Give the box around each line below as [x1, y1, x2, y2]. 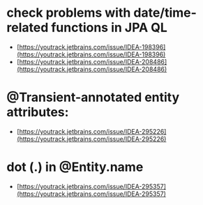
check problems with [6, 5, 131, 21]
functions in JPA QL [51, 20, 168, 36]
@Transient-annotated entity [6, 89, 180, 105]
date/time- [133, 5, 197, 21]
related [6, 20, 49, 36]
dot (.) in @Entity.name [6, 159, 144, 175]
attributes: [6, 105, 69, 120]
